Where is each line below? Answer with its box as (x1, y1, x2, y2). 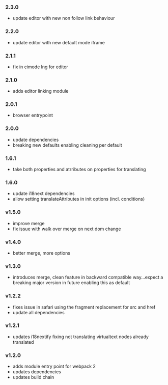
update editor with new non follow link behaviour (12, 15, 115, 21)
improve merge (12, 220, 45, 226)
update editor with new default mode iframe (12, 39, 105, 45)
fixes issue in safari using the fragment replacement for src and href (12, 304, 156, 310)
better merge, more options (12, 250, 70, 256)
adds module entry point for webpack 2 (12, 363, 96, 370)
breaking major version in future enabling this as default (12, 280, 130, 286)
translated (12, 339, 34, 345)
